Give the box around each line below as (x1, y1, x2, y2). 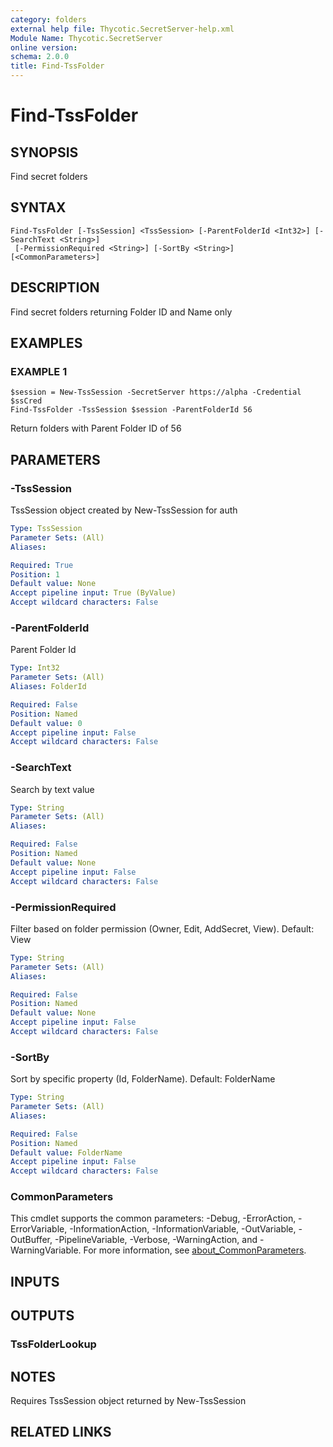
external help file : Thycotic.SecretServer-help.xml (10, 24, 235, 34)
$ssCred (10, 396, 43, 406)
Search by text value (10, 783, 95, 795)
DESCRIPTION (10, 279, 100, 296)
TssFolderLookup (10, 1337, 97, 1351)
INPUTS (10, 1273, 60, 1290)
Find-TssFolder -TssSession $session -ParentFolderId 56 (10, 405, 253, 415)
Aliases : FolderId (10, 682, 87, 692)
